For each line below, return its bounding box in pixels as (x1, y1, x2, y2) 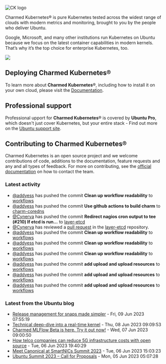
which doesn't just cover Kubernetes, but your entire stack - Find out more (5, 120, 158, 126)
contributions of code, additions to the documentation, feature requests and (5, 158, 160, 164)
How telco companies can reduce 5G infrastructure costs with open (12, 338, 151, 344)
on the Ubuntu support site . (5, 125, 61, 131)
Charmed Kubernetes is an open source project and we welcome (5, 153, 138, 159)
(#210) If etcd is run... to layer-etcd (12, 218, 85, 224)
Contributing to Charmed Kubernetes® (5, 140, 127, 148)
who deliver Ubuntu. (5, 25, 47, 31)
